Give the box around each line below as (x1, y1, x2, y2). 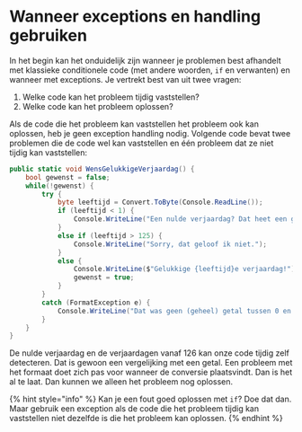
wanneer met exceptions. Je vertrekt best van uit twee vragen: (9, 74, 242, 84)
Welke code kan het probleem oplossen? (22, 101, 173, 111)
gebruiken (9, 25, 88, 46)
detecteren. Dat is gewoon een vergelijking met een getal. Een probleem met (9, 357, 293, 368)
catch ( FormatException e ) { (41, 298, 151, 307)
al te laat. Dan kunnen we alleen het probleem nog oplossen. (9, 376, 234, 387)
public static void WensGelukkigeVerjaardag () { (9, 164, 195, 173)
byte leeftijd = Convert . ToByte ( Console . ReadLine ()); (57, 198, 263, 207)
